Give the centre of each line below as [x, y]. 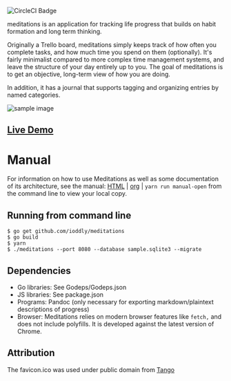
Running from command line [69, 215]
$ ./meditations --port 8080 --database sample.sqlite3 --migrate [104, 250]
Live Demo [30, 130]
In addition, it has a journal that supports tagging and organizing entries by [113, 87]
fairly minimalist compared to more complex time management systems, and [115, 59]
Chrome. [30, 331]
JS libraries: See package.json [60, 295]
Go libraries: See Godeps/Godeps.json [72, 287]
